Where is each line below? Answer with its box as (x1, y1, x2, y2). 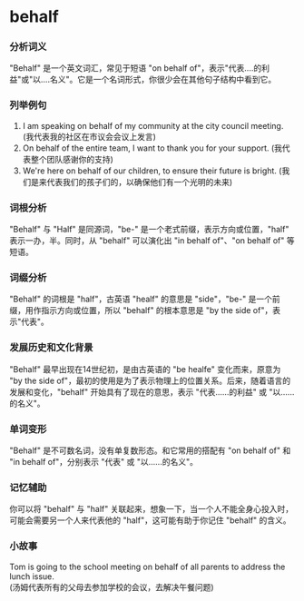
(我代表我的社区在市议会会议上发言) (22, 131, 157, 142)
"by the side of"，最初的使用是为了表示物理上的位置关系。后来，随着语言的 (9, 375, 291, 386)
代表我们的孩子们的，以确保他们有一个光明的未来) (46, 176, 233, 187)
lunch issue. (9, 570, 54, 582)
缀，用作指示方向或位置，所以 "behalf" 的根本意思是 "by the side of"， (9, 305, 273, 316)
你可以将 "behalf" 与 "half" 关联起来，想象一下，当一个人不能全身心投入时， (9, 504, 293, 515)
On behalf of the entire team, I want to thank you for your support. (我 (22, 143, 283, 153)
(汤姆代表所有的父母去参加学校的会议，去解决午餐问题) (9, 581, 215, 592)
